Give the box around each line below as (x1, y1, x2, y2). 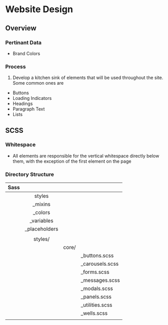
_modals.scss (80, 285, 113, 292)
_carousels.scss (80, 260, 119, 267)
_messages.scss (80, 277, 120, 284)
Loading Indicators (12, 95, 52, 101)
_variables (29, 217, 54, 224)
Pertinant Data (5, 39, 42, 46)
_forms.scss (80, 269, 110, 276)
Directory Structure (5, 171, 54, 178)
